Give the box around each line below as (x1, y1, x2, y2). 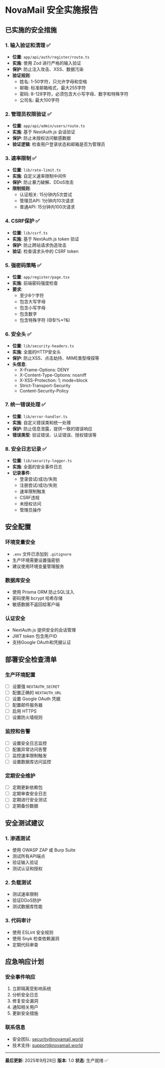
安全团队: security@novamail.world (12, 1036, 83, 1042)
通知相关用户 (12, 1004, 38, 1010)
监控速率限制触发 (12, 752, 47, 758)
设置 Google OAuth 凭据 (12, 696, 60, 702)
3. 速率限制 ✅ (5, 155, 37, 162)
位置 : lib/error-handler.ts (12, 413, 68, 419)
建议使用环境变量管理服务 (12, 563, 64, 569)
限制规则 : (12, 186, 31, 192)
